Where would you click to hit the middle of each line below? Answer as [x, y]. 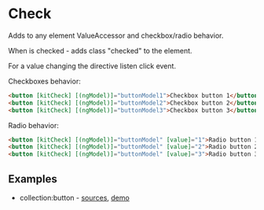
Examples [33, 179]
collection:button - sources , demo [74, 198]
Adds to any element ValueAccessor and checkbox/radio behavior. [116, 35]
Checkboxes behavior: [44, 81]
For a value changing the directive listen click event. [92, 66]
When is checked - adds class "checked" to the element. [100, 50]
